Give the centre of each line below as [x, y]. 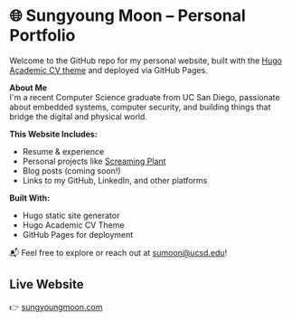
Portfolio [42, 36]
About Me [28, 88]
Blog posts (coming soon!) [71, 170]
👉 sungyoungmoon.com [56, 307]
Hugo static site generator [71, 215]
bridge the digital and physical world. [78, 116]
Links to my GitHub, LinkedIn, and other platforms [115, 180]
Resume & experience [63, 151]
